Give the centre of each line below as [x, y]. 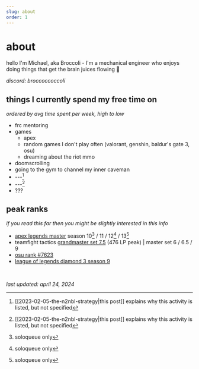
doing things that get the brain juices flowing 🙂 [63, 70]
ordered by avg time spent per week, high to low [65, 114]
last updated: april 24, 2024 [40, 284]
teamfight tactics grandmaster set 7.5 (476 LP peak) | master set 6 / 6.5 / [103, 242]
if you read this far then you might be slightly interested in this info [87, 223]
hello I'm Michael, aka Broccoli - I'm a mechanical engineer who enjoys [93, 63]
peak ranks [27, 209]
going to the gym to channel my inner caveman [72, 169]
